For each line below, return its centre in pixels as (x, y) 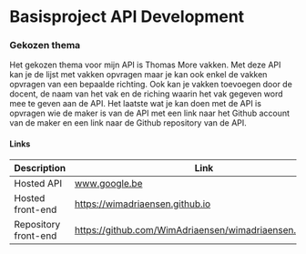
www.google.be (108, 183)
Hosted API (38, 183)
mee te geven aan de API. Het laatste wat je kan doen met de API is (136, 104)
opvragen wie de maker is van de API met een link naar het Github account (149, 113)
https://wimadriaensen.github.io (143, 204)
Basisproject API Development (127, 17)
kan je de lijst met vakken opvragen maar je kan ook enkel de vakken (138, 75)
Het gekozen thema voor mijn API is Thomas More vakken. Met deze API (145, 65)
